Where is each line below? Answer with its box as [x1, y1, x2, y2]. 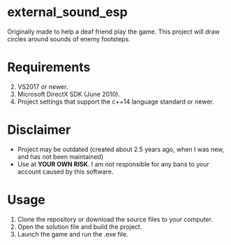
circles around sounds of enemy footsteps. [7, 34, 131, 43]
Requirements [7, 59, 91, 76]
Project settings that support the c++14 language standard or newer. [17, 97, 214, 106]
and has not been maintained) [17, 152, 103, 161]
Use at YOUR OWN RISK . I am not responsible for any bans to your [17, 160, 209, 168]
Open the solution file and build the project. [17, 222, 142, 231]
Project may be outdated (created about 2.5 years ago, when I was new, [17, 145, 225, 153]
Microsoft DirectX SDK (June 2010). [17, 90, 121, 98]
